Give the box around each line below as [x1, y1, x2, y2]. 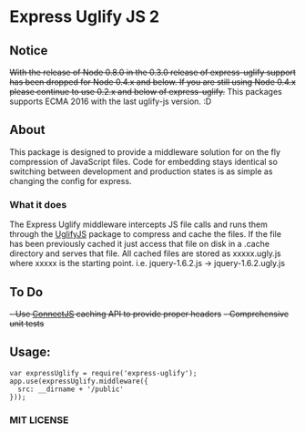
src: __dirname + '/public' [17, 385, 125, 394]
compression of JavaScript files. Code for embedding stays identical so [9, 156, 278, 167]
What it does [9, 198, 67, 211]
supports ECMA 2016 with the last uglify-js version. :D [9, 96, 212, 107]
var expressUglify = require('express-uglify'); [9, 368, 198, 377]
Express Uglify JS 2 [9, 6, 160, 27]
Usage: [9, 345, 52, 360]
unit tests [9, 317, 45, 329]
